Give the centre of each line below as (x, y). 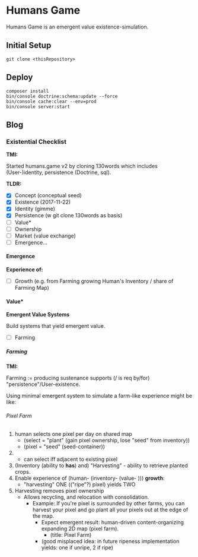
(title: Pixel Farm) (71, 535)
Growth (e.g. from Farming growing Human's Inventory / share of (94, 281)
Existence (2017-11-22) (43, 202)
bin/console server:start (38, 107)
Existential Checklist (36, 141)
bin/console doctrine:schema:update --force (62, 96)
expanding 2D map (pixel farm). (80, 528)
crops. (23, 472)
